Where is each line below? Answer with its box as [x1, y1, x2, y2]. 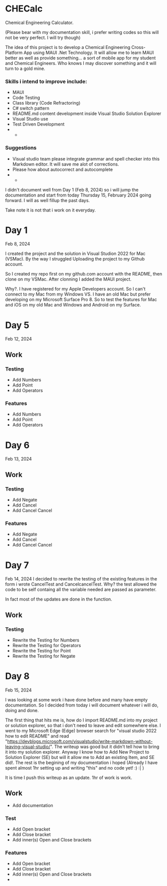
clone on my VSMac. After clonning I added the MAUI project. [5, 276, 132, 282]
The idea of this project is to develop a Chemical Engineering [5, 44, 131, 50]
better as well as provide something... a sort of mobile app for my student [5, 54, 156, 60]
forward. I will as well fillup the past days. [5, 197, 90, 203]
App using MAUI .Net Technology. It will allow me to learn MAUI [23, 49, 154, 55]
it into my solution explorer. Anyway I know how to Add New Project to [5, 748, 150, 755]
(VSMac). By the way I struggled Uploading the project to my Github [5, 256, 145, 262]
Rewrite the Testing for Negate [12, 653, 76, 659]
